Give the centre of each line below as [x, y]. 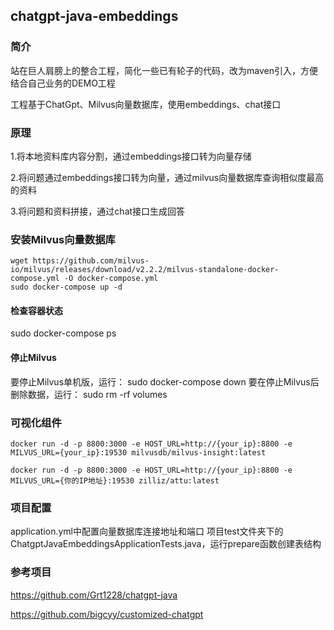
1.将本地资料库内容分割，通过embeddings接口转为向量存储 [131, 156]
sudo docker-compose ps [63, 333]
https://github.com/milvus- [91, 261]
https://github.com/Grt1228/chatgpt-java [94, 595]
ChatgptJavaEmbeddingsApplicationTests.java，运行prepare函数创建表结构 [166, 544]
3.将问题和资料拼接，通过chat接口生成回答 [98, 211]
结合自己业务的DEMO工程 [63, 83]
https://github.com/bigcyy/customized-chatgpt [107, 614]
